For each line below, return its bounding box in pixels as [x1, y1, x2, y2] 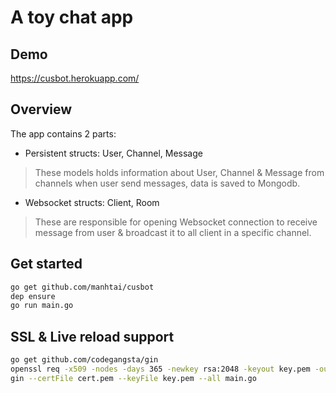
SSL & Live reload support [10, 328, 175, 345]
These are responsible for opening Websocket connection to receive [34, 216, 318, 228]
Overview [10, 101, 73, 118]
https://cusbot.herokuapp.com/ [10, 72, 140, 84]
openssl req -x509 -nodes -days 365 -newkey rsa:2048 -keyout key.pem [10, 364, 311, 374]
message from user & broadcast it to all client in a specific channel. [34, 226, 312, 238]
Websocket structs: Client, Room [24, 196, 160, 208]
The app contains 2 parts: [10, 127, 117, 140]
